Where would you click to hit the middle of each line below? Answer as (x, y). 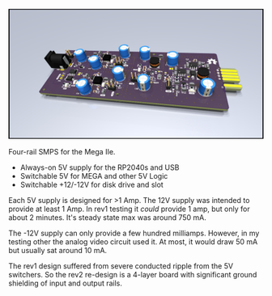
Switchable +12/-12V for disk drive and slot (91, 185)
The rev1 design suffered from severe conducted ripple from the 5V (121, 266)
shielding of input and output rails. (66, 283)
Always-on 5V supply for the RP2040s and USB (100, 167)
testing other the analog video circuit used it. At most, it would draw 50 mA (133, 242)
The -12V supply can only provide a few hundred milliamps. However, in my (134, 233)
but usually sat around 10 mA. (58, 251)
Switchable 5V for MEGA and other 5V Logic (94, 176)
